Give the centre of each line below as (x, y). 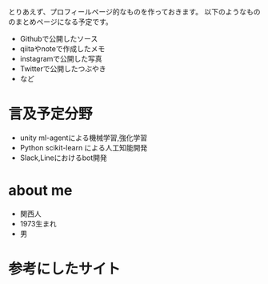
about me (40, 191)
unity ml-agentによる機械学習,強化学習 (84, 138)
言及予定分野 (51, 114)
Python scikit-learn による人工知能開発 (84, 147)
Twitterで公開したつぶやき (63, 69)
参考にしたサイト (65, 269)
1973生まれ (38, 223)
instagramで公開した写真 (61, 59)
